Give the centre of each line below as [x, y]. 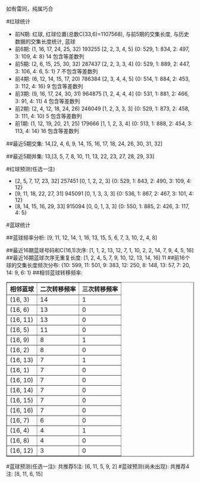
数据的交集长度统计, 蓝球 [45, 41]
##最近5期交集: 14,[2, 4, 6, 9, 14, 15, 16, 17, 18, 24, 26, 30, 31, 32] [84, 144]
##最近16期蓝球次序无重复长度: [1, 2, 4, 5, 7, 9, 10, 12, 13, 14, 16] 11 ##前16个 [98, 258]
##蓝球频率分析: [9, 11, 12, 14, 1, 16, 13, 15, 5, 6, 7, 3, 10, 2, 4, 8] [82, 238]
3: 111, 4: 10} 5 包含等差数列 [48, 116]
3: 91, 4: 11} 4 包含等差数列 [47, 101]
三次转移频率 [100, 289]
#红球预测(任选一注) [31, 169]
